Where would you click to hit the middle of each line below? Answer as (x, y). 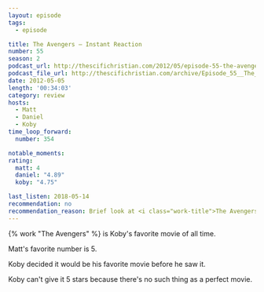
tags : (17, 23)
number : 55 (26, 52)
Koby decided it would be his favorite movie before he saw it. (107, 264)
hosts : (19, 103)
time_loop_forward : (40, 132)
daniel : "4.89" (40, 175)
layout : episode (35, 15)
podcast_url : (29, 66)
